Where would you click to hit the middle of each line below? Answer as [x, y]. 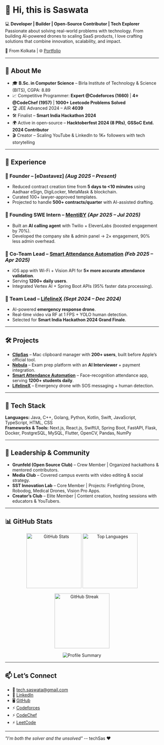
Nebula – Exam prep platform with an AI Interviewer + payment [76, 365]
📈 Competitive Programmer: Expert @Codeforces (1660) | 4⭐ [75, 95]
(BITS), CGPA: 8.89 [31, 90]
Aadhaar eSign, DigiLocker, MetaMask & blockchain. [65, 192]
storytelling [23, 142]
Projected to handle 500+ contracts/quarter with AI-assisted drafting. [83, 202]
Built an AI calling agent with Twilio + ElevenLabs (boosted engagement [85, 225]
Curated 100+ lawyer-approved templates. [55, 197]
